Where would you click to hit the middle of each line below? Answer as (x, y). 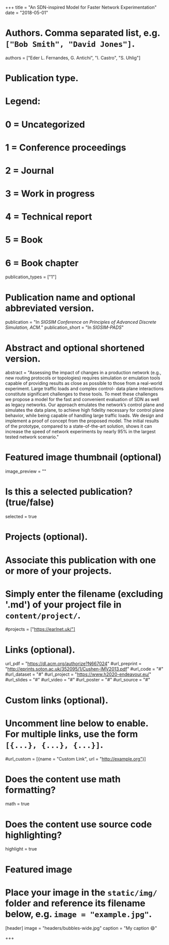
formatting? (31, 790)
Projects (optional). (47, 537)
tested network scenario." (32, 437)
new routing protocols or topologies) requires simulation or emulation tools (83, 378)
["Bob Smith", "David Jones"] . (70, 44)
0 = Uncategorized (45, 125)
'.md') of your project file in (64, 604)
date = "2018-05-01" (27, 13)
